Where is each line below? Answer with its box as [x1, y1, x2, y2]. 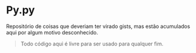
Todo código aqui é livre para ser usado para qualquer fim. [20, 40, 164, 47]
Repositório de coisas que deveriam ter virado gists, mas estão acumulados [6, 23, 191, 30]
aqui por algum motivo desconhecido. [6, 29, 99, 36]
